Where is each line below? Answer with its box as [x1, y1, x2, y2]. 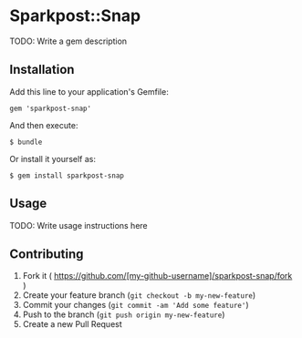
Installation [9, 62, 75, 77]
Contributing [9, 246, 84, 261]
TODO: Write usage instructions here [9, 220, 148, 230]
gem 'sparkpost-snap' [9, 104, 92, 113]
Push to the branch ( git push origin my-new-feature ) [22, 309, 225, 320]
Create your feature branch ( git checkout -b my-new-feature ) [22, 290, 256, 301]
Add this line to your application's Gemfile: [9, 86, 169, 97]
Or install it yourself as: [9, 153, 96, 164]
